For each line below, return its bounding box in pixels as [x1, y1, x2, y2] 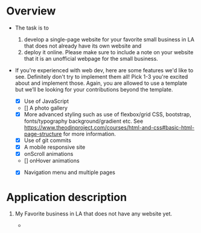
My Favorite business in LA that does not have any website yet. [14, 210, 172, 217]
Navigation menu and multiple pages [24, 169, 116, 176]
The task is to [14, 24, 49, 31]
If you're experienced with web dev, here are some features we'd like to [14, 66, 194, 73]
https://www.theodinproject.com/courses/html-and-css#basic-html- [24, 124, 195, 131]
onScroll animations [24, 151, 74, 158]
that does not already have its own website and [24, 42, 142, 49]
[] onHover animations [24, 157, 80, 164]
